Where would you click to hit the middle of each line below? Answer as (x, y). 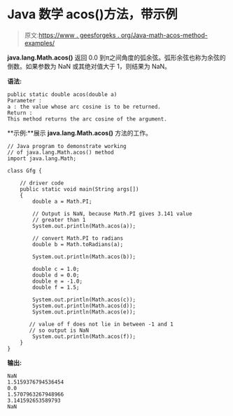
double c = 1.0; (56, 269)
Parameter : (24, 100)
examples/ (39, 43)
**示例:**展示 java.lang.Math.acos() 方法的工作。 (79, 133)
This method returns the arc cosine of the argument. (87, 119)
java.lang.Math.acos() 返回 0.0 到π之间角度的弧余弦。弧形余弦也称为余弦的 (116, 58)
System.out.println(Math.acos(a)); (84, 226)
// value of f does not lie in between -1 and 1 (101, 324)
